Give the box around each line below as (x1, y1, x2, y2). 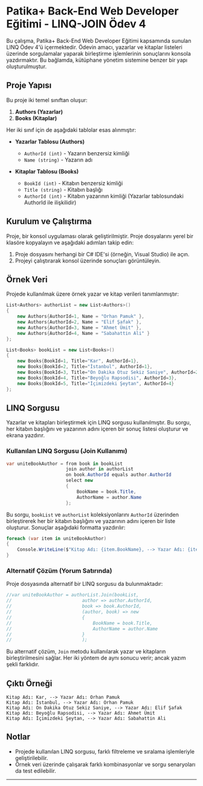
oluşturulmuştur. (6, 62, 47, 70)
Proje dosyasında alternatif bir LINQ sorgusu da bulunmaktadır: (6, 580, 163, 588)
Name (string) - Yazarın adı (24, 156, 92, 163)
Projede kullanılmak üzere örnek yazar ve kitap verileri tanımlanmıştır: (6, 290, 179, 297)
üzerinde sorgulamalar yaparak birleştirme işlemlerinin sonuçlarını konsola (6, 50, 192, 57)
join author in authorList (65, 466, 134, 472)
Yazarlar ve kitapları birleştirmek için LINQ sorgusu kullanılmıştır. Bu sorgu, (6, 419, 192, 426)
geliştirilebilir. (14, 754, 48, 761)
